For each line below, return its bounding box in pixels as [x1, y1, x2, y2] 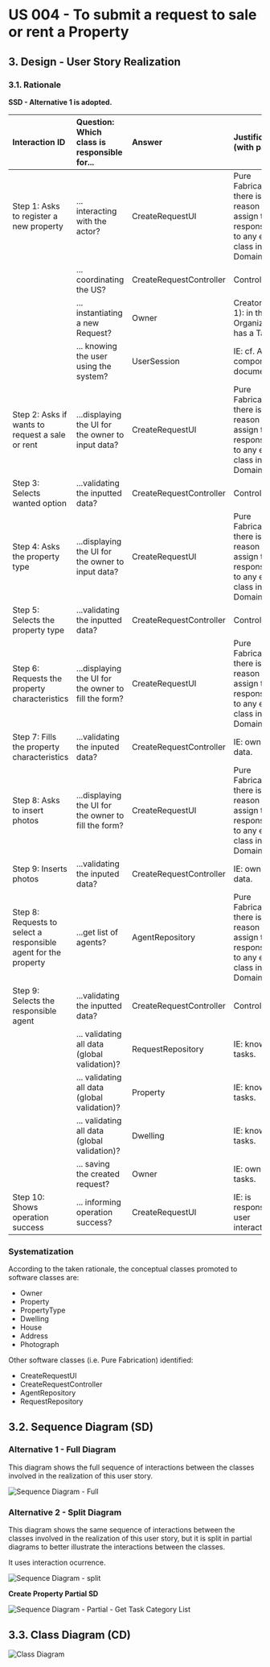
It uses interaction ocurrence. [8, 1557, 106, 1568]
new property [12, 220, 63, 231]
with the [76, 215, 107, 226]
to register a [12, 210, 58, 222]
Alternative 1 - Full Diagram [8, 1444, 117, 1455]
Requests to [12, 916, 58, 927]
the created [76, 1168, 121, 1180]
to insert [12, 804, 44, 815]
